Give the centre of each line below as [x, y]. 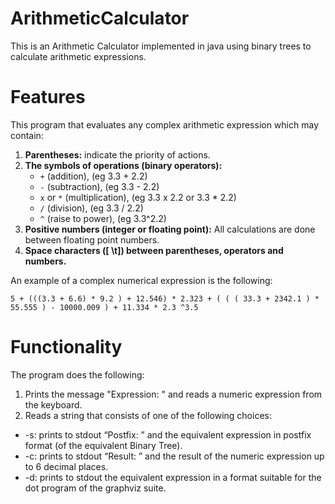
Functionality [66, 347]
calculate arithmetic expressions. [78, 56]
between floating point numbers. [92, 239]
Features [48, 97]
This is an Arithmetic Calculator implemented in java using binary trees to [161, 46]
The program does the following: [77, 374]
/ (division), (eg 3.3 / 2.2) [91, 208]
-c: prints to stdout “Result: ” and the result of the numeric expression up [174, 456]
